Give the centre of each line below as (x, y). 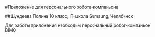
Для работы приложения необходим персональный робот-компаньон (78, 25)
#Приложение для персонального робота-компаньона (62, 7)
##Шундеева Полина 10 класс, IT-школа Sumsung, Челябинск (69, 16)
